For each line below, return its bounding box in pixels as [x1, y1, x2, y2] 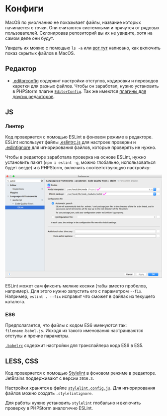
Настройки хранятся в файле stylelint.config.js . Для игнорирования [5, 385, 156, 391]
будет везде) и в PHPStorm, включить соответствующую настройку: [5, 165, 151, 171]
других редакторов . [12, 93, 55, 99]
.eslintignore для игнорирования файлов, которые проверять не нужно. [5, 144, 157, 150]
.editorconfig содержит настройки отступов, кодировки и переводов [12, 77, 159, 83]
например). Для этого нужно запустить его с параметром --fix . [5, 288, 143, 294]
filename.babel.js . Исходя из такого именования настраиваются [5, 328, 144, 334]
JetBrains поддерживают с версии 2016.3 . [5, 375, 94, 381]
